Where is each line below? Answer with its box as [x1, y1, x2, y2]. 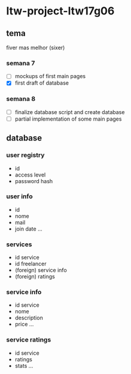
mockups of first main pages [14, 73, 86, 80]
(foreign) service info [14, 267, 67, 274]
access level [14, 171, 46, 178]
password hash [14, 177, 53, 184]
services [6, 240, 32, 249]
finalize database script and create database [14, 108, 125, 115]
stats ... [14, 362, 33, 369]
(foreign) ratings [14, 273, 55, 280]
